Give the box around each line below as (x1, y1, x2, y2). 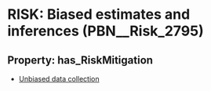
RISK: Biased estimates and (7, 5, 191, 24)
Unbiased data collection (18, 75, 100, 83)
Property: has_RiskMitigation (7, 53, 154, 67)
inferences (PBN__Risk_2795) (7, 22, 205, 40)
